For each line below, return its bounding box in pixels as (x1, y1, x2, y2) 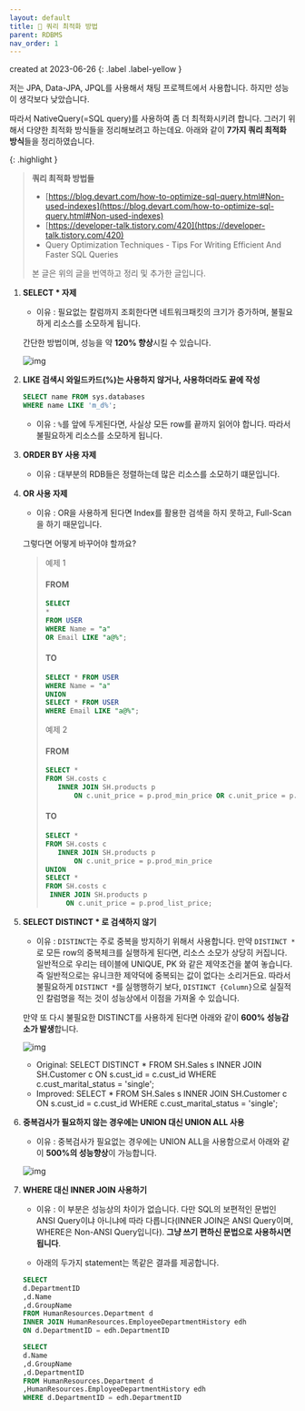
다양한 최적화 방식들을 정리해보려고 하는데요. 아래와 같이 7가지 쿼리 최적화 (25, 125, 288, 136)
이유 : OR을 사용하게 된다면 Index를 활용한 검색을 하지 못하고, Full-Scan (35, 507, 292, 518)
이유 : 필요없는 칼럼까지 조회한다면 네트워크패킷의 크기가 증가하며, (35, 307, 270, 318)
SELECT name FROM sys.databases (22, 392, 145, 401)
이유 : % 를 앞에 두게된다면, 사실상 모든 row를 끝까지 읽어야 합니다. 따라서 (35, 419, 291, 429)
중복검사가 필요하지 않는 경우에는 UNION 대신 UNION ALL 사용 (22, 1116, 245, 1127)
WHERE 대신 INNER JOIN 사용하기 (22, 1184, 148, 1195)
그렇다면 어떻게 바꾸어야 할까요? (22, 538, 137, 549)
